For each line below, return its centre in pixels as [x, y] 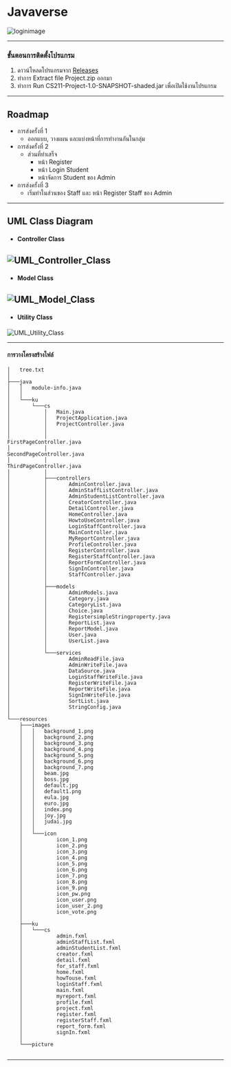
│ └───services [44, 653]
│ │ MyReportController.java [73, 538]
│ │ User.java [52, 635]
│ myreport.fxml [58, 996]
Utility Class [35, 317]
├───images [35, 725]
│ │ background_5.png [57, 755]
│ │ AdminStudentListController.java [86, 496]
